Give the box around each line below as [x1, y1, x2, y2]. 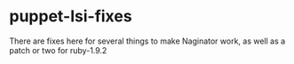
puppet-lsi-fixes [9, 6, 132, 27]
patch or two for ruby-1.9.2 [9, 44, 107, 55]
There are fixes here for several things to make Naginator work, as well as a [9, 36, 286, 46]
